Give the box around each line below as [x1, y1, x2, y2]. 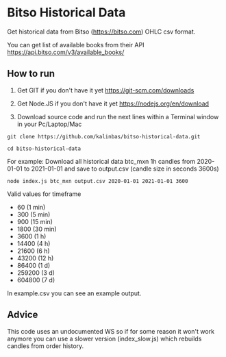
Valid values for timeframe [7, 190, 81, 198]
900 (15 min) [16, 217, 53, 225]
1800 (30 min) [16, 225, 57, 233]
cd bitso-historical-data [7, 145, 81, 152]
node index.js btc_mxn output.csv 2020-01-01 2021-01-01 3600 [7, 177, 188, 184]
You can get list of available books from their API [7, 40, 145, 49]
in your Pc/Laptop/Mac [16, 120, 82, 128]
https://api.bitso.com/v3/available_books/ [7, 48, 125, 56]
